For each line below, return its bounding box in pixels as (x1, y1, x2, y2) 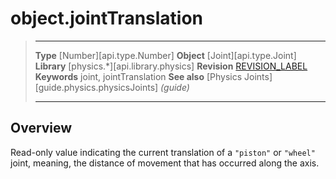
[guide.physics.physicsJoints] (34, 81, 159, 93)
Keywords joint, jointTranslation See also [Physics (34, 70, 243, 82)
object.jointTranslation (10, 7, 204, 30)
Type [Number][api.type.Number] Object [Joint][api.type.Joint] (34, 49, 297, 61)
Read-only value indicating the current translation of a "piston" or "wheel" (10, 146, 316, 158)
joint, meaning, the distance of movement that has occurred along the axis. (10, 157, 320, 169)
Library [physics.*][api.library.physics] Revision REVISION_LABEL (34, 60, 308, 72)
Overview (10, 120, 73, 137)
